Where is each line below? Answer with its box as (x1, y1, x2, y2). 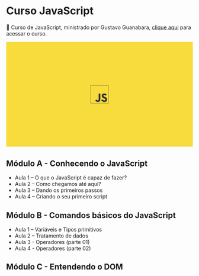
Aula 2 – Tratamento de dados (14, 232, 89, 239)
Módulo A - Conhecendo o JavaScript (6, 158, 148, 168)
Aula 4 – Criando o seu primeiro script (14, 193, 108, 200)
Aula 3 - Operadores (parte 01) (14, 239, 90, 246)
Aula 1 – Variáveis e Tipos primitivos (14, 226, 102, 233)
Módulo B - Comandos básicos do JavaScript (6, 210, 176, 220)
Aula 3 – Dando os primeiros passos (14, 187, 103, 194)
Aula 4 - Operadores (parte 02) (14, 245, 91, 252)
